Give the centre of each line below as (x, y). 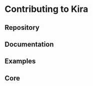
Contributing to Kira (46, 9)
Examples (20, 61)
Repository (22, 28)
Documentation (29, 44)
